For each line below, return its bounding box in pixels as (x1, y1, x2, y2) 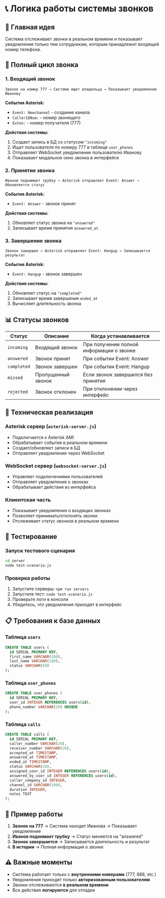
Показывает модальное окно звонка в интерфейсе (12, 154, 119, 160)
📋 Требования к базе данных (5, 616, 101, 625)
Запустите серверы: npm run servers (12, 586, 89, 592)
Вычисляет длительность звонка (12, 300, 82, 306)
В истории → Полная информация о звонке (12, 844, 104, 850)
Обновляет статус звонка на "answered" (12, 220, 95, 225)
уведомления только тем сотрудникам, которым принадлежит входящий (5, 41, 160, 47)
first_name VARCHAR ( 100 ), (9, 654, 63, 659)
